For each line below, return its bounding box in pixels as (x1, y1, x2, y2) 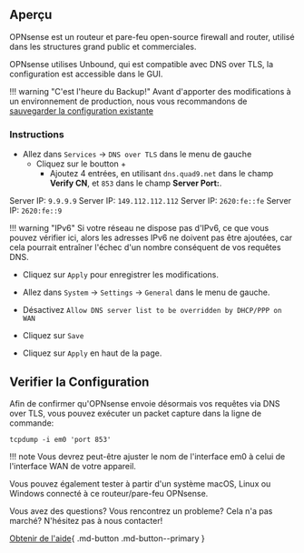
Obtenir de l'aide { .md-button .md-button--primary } (9, 532, 206, 544)
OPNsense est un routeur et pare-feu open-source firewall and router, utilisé (9, 31, 295, 42)
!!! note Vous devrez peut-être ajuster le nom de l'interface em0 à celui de (9, 450, 286, 462)
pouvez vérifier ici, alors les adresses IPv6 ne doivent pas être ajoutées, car (9, 232, 293, 244)
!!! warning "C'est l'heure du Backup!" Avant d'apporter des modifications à (9, 85, 292, 96)
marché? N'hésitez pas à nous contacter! (9, 515, 163, 526)
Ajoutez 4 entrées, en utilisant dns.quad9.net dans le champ (49, 168, 274, 179)
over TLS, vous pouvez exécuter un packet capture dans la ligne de (9, 407, 261, 418)
